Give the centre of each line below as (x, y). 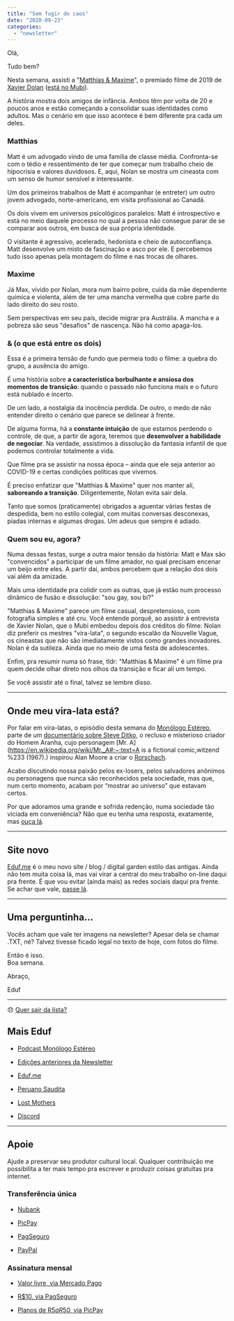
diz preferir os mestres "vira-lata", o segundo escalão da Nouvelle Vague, (113, 633)
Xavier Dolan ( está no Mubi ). (48, 87)
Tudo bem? (23, 66)
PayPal (27, 1250)
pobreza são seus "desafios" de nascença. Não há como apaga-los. (105, 325)
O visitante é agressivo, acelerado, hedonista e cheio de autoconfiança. (110, 241)
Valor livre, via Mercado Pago (60, 1283)
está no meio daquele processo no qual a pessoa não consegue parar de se (116, 220)
